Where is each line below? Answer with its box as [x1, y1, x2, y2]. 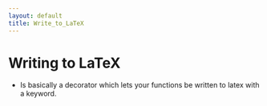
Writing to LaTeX [8, 54, 121, 72]
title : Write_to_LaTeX [8, 19, 84, 27]
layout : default [8, 11, 63, 20]
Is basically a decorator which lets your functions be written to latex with [19, 80, 260, 90]
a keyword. [19, 89, 57, 99]
